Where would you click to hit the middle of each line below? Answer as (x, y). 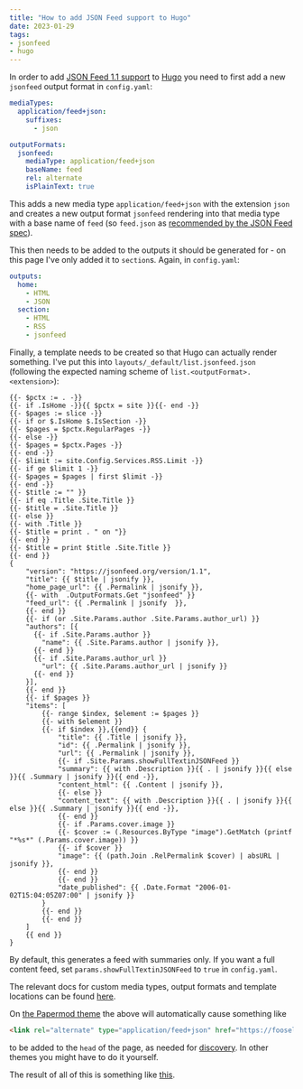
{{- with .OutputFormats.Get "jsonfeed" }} (110, 595)
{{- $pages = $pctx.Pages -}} (66, 445)
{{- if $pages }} (58, 698)
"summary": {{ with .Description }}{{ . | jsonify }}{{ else (175, 768)
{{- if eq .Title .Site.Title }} (72, 500)
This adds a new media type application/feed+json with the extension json (150, 203)
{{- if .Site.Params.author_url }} (100, 658)
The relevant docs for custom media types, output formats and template (143, 986)
